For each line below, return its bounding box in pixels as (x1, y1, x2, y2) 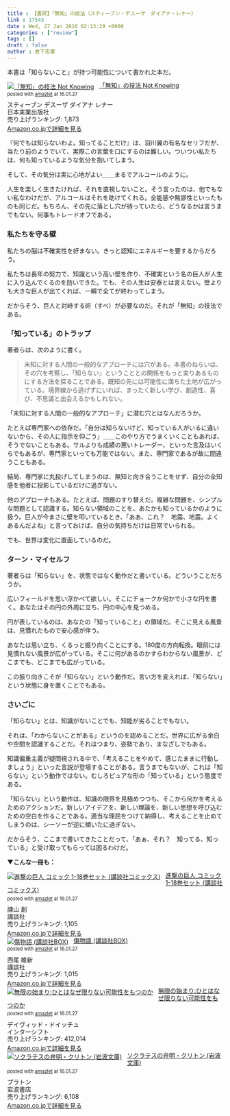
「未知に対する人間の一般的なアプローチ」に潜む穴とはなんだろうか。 (7, 409, 205, 417)
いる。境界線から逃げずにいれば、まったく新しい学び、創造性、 (29, 385, 210, 394)
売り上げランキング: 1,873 (7, 114, 79, 123)
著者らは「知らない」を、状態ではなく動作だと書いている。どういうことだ (7, 572, 217, 580)
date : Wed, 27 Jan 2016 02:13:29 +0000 (7, 23, 125, 29)
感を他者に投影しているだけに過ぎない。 (7, 481, 121, 489)
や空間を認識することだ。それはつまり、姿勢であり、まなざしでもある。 (7, 740, 210, 748)
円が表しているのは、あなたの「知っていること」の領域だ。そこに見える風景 (7, 618, 222, 626)
